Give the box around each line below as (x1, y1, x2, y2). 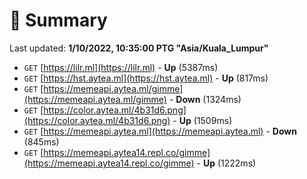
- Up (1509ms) (172, 114, 233, 126)
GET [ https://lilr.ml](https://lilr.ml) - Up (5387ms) (23, 61, 219, 73)
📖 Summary (9, 9, 108, 32)
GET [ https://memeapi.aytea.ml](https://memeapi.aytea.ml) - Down (23, 125, 297, 137)
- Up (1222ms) (196, 157, 257, 169)
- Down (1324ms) (168, 93, 242, 105)
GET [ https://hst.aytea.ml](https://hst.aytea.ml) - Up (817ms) (23, 72, 269, 84)
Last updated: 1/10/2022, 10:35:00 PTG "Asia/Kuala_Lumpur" (9, 42, 269, 54)
